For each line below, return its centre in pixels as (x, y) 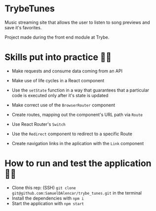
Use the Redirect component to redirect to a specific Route (72, 134)
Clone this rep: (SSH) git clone (44, 187)
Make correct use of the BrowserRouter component (63, 105)
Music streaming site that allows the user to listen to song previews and (77, 22)
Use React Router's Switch (39, 124)
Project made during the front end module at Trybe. (57, 37)
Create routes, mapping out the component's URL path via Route (77, 114)
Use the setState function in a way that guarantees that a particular (80, 90)
